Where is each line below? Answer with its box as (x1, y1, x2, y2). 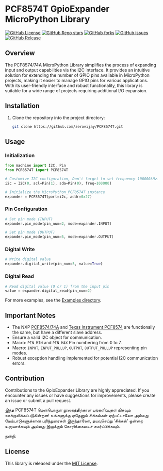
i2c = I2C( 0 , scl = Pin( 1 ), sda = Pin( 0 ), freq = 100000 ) (5, 181, 112, 185)
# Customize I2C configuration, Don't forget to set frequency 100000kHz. (5, 176, 160, 181)
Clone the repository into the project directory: (12, 115, 105, 120)
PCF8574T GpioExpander (5, 3, 110, 15)
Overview (5, 49, 35, 57)
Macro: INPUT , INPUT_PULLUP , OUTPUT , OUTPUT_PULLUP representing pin (12, 345, 147, 351)
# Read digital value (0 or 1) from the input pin (5, 284, 110, 289)
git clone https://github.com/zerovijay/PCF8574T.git (12, 124, 123, 129)
